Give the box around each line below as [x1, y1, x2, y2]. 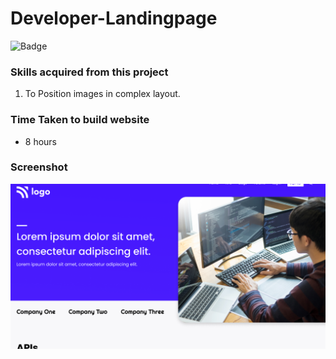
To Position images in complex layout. [24, 88, 181, 100]
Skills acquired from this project [10, 65, 169, 79]
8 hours [24, 135, 58, 147]
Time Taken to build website [10, 113, 150, 127]
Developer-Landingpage [10, 7, 218, 30]
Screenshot [10, 160, 68, 174]
